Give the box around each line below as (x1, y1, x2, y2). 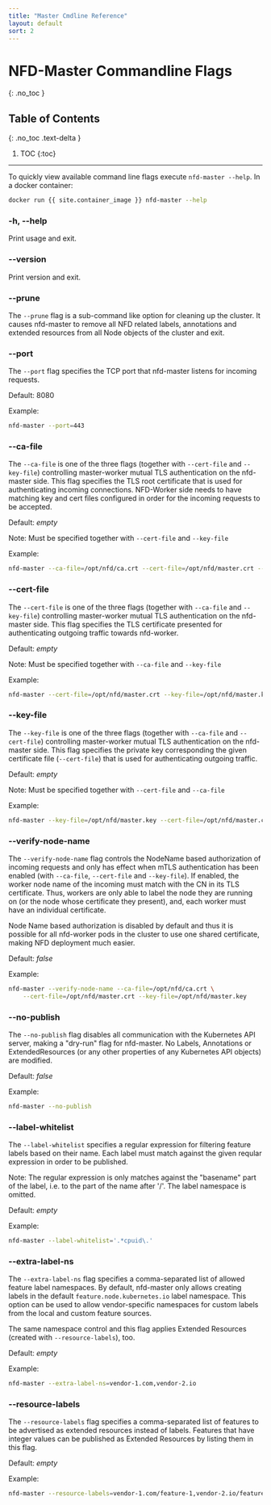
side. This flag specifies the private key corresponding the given (33, 744, 248, 755)
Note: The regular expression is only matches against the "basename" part (8, 1172, 256, 1183)
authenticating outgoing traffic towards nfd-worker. (8, 627, 179, 638)
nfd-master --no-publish (8, 1102, 92, 1110)
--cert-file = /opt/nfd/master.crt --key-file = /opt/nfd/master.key (23, 992, 248, 1000)
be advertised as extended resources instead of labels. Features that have (8, 1426, 255, 1436)
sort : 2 (8, 27, 35, 35)
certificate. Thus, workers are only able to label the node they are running (8, 887, 253, 897)
